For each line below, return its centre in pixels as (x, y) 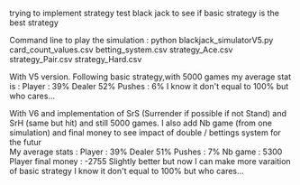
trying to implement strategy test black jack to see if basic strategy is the (144, 13)
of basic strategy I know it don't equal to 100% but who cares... (127, 171)
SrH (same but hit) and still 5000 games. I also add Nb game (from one (141, 123)
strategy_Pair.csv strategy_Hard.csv (76, 59)
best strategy (34, 23)
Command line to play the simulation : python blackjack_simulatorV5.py (141, 40)
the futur (26, 142)
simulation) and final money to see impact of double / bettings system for (145, 133)
